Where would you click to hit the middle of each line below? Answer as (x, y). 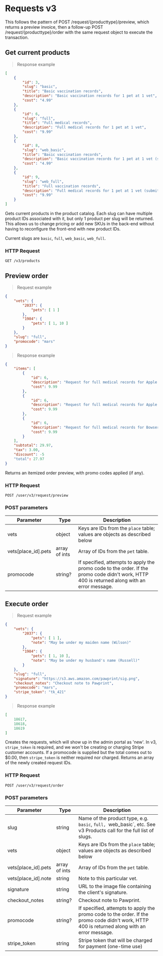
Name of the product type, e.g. (113, 818)
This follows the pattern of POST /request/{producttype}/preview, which (77, 22)
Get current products (38, 53)
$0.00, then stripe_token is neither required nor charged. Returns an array (80, 757)
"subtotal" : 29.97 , (33, 445)
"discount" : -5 (29, 454)
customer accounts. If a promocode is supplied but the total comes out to (78, 753)
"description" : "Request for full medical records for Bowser (95, 427)
